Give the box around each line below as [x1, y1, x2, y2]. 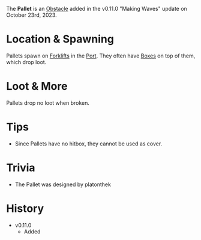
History [6, 202, 44, 215]
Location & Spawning [6, 32, 114, 46]
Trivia [6, 161, 35, 174]
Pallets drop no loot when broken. [6, 99, 90, 107]
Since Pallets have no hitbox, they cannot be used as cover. [14, 140, 163, 147]
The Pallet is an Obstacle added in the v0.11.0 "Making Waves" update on [6, 5, 187, 12]
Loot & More [6, 80, 68, 93]
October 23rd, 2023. [6, 11, 57, 19]
